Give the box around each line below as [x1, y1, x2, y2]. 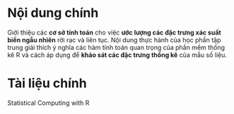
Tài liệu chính [7, 75, 87, 91]
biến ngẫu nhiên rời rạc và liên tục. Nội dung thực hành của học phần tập [7, 35, 221, 44]
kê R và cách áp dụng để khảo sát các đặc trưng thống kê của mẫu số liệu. [7, 51, 228, 59]
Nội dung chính [7, 5, 99, 21]
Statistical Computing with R [7, 99, 90, 107]
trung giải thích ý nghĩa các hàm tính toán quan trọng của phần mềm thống [7, 43, 225, 51]
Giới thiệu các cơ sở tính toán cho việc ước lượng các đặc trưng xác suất [7, 28, 221, 37]
